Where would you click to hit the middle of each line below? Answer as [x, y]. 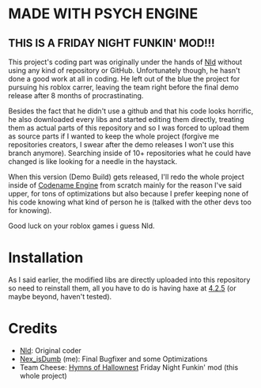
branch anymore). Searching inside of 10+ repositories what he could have [130, 153]
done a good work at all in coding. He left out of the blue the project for [124, 79]
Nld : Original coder [50, 350]
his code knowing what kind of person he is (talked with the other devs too [130, 202]
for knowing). [30, 210]
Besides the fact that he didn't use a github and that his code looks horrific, [131, 111]
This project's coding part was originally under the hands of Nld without [125, 62]
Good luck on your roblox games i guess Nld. [81, 226]
